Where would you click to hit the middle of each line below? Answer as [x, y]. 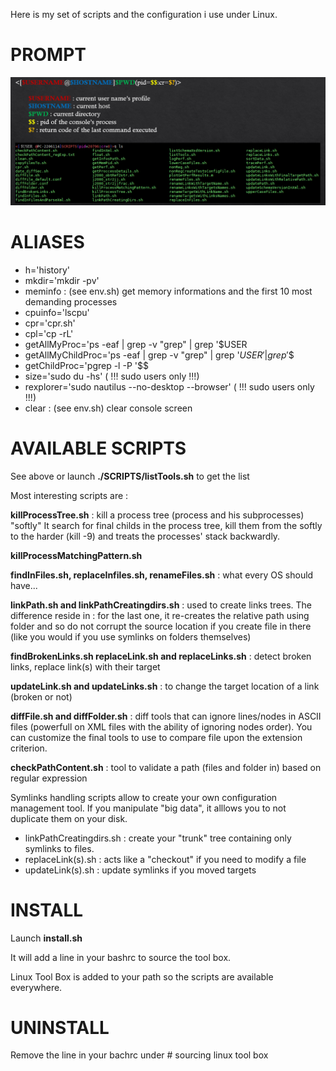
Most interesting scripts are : [69, 495]
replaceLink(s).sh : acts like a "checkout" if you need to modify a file [165, 859]
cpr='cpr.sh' [50, 323]
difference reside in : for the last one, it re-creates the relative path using [160, 615]
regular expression [49, 778]
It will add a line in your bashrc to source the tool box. [121, 957]
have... [24, 585]
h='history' [47, 270]
